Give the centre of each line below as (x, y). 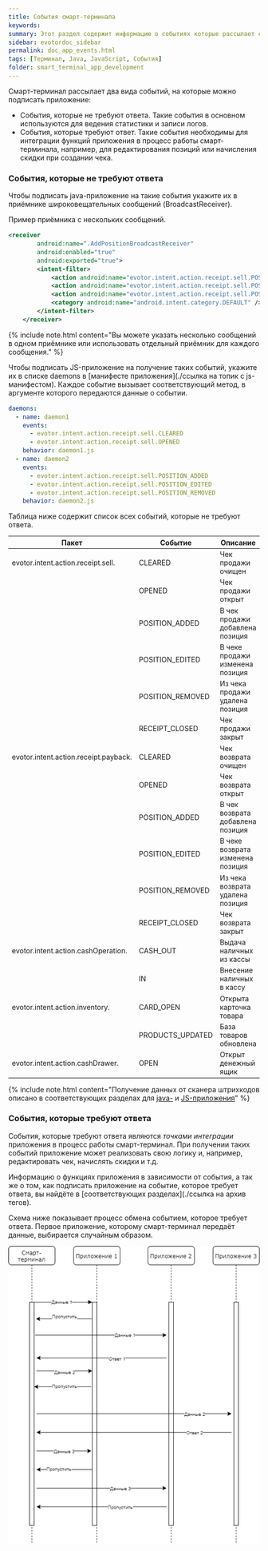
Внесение (236, 970)
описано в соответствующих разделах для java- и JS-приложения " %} (129, 1098)
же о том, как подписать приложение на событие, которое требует (123, 1185)
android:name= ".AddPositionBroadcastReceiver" (116, 244)
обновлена (238, 1044)
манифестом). (32, 384)
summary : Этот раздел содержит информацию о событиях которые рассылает (132, 34)
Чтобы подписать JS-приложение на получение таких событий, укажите (133, 367)
